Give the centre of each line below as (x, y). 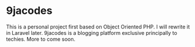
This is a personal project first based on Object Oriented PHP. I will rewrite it (98, 27)
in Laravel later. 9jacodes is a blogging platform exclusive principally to (92, 32)
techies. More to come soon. (41, 39)
